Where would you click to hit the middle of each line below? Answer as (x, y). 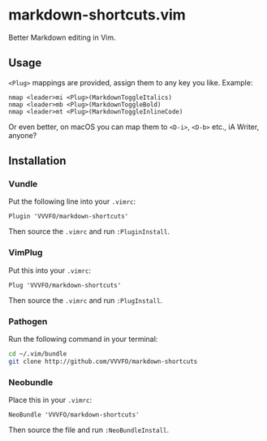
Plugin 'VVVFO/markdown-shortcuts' (69, 217)
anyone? (23, 135)
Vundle (23, 184)
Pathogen (28, 321)
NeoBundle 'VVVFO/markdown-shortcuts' (74, 415)
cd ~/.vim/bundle (38, 354)
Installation (37, 161)
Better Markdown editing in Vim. (62, 37)
